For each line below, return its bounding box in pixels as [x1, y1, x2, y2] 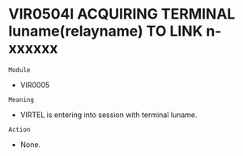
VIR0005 [19, 80, 50, 90]
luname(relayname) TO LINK [8, 22, 203, 40]
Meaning [8, 95, 35, 103]
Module [8, 65, 31, 74]
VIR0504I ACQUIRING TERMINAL [8, 5, 236, 23]
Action [8, 125, 31, 133]
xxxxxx [8, 40, 58, 57]
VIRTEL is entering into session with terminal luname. [19, 110, 198, 120]
